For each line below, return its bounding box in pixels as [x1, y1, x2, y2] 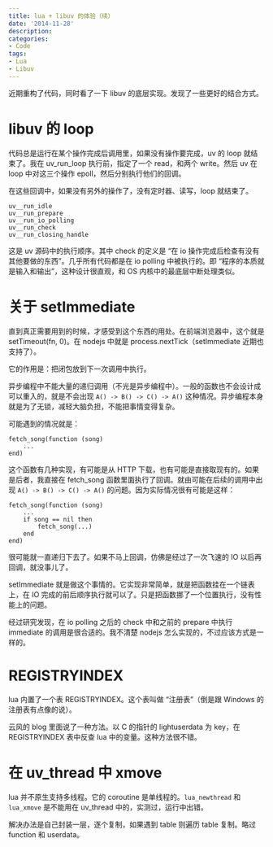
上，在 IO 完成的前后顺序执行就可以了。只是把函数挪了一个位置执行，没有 [8, 589, 255, 599]
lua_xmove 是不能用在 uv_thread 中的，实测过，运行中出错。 [8, 802, 209, 812]
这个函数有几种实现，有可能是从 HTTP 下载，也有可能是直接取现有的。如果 [8, 465, 260, 474]
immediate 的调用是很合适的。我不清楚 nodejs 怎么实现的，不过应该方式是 [8, 627, 258, 637]
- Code [8, 42, 31, 50]
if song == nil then [23, 515, 93, 523]
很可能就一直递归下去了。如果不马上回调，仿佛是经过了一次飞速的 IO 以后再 [8, 552, 262, 561]
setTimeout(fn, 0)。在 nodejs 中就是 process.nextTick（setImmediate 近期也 [8, 336, 264, 346]
